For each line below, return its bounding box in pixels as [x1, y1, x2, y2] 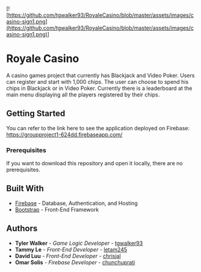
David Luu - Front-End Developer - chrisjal [14, 252, 122, 259]
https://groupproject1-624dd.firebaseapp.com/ [6, 131, 123, 138]
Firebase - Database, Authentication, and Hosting [14, 199, 138, 207]
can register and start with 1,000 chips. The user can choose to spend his [6, 78, 189, 85]
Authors [6, 223, 38, 234]
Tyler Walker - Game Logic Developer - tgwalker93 [14, 239, 143, 247]
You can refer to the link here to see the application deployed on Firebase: [6, 124, 190, 131]
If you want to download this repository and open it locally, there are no [6, 160, 183, 167]
